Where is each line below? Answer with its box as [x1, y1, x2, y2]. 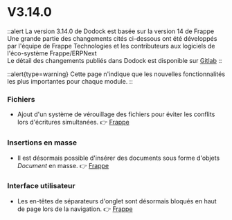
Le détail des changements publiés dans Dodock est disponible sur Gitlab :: [7, 56, 222, 64]
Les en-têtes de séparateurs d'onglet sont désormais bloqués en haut [17, 196, 217, 205]
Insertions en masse [7, 138, 78, 147]
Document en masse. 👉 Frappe [17, 161, 109, 169]
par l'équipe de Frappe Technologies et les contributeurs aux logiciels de [7, 42, 215, 50]
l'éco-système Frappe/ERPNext [7, 49, 97, 57]
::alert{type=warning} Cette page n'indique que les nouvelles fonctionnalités [7, 70, 226, 78]
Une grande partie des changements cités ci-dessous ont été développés [7, 34, 217, 42]
